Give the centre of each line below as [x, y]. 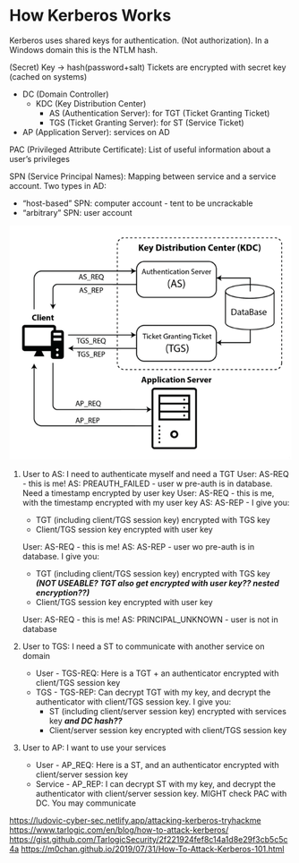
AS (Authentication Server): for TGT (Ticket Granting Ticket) [159, 113]
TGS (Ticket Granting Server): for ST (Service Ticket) [146, 123]
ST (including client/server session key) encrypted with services [167, 711]
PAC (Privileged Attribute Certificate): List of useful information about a [140, 150]
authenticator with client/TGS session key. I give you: [133, 701]
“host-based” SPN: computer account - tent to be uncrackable [137, 203]
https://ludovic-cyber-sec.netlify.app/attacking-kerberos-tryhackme [135, 820]
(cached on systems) [48, 76]
